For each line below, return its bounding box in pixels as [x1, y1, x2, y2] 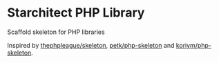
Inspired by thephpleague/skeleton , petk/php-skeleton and [7, 41, 175, 49]
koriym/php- [175, 41, 212, 49]
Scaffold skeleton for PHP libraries [7, 28, 105, 36]
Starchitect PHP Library [7, 5, 145, 21]
